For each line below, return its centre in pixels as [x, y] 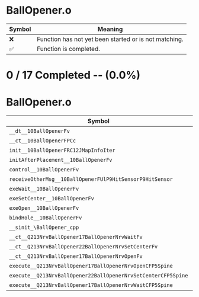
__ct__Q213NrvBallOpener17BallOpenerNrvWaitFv [76, 237]
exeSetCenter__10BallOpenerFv [52, 199]
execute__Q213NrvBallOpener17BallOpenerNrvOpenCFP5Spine [91, 266]
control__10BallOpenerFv [44, 170]
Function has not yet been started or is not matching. [110, 39]
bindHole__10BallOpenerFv [46, 218]
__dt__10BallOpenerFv [39, 131]
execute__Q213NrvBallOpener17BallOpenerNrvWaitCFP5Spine [91, 285]
